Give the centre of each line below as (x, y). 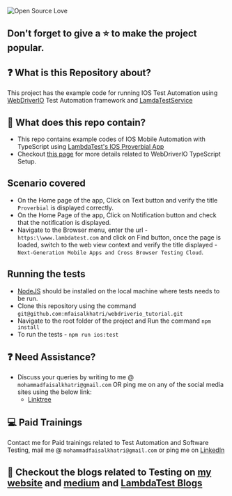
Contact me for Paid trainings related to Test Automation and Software (108, 443)
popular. (26, 48)
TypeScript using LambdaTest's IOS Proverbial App (91, 147)
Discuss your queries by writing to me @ (76, 377)
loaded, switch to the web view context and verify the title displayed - (117, 245)
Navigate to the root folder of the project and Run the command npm (114, 321)
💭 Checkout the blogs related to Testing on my (109, 472)
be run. (28, 298)
